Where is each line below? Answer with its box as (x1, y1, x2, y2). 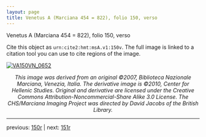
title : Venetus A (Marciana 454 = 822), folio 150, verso (6, 15, 158, 21)
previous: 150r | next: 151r (6, 124, 71, 131)
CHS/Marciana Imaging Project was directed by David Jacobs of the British (7, 99, 199, 107)
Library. (93, 106, 113, 113)
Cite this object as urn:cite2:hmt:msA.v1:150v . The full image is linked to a (6, 43, 194, 51)
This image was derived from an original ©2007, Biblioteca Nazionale (15, 73, 191, 81)
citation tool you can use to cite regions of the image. (6, 50, 141, 57)
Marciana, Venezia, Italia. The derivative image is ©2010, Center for (17, 80, 189, 87)
